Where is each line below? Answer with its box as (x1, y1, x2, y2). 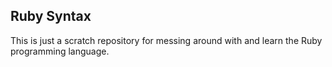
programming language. (10, 45, 110, 57)
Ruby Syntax (10, 8, 92, 25)
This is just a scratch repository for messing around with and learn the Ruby (10, 34, 323, 46)
